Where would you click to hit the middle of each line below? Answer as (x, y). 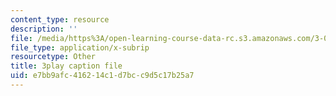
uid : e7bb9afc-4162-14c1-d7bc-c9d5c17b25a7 (102, 76)
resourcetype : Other (53, 57)
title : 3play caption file (66, 66)
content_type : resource (60, 19)
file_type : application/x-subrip (80, 47)
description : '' (44, 29)
